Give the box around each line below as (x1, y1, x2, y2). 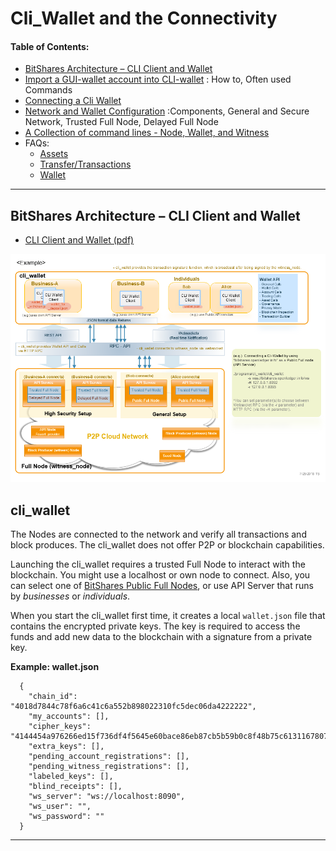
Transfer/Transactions (39, 158, 132, 171)
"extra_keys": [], (28, 742, 105, 752)
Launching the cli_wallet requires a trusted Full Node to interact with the (10, 558, 306, 571)
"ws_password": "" (28, 812, 105, 822)
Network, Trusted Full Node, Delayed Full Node (24, 116, 219, 128)
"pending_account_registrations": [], (28, 752, 190, 762)
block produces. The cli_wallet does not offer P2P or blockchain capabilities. (10, 539, 325, 551)
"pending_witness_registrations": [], (28, 762, 190, 772)
